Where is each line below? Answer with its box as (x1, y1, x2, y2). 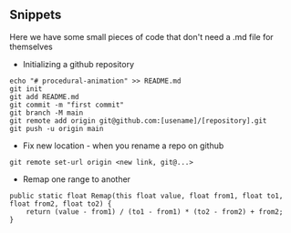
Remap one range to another (22, 173, 130, 185)
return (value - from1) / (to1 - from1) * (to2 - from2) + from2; (26, 207, 284, 217)
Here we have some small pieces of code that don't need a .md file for (9, 31, 274, 42)
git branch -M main (9, 108, 84, 117)
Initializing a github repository (22, 58, 135, 69)
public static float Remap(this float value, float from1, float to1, (9, 191, 284, 200)
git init (9, 84, 43, 94)
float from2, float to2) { (9, 199, 112, 208)
